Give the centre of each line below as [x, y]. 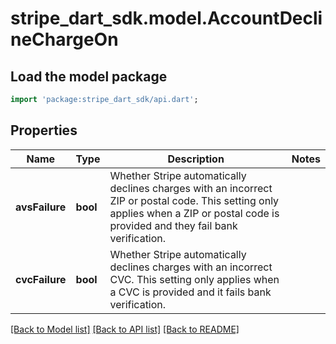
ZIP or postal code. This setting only [194, 200]
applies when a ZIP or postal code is [194, 213]
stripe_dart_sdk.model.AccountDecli [166, 18]
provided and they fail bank [173, 225]
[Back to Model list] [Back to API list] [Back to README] [125, 329]
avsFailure [41, 207]
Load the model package [89, 76]
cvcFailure [41, 279]
